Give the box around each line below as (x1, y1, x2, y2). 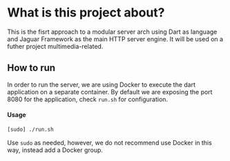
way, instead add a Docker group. (7, 146, 104, 154)
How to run (7, 62, 56, 74)
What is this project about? (7, 5, 165, 21)
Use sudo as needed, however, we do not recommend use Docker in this (7, 138, 212, 147)
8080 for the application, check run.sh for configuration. (7, 95, 168, 103)
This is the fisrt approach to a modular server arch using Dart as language (7, 28, 218, 36)
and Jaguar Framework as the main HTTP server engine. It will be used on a (7, 34, 223, 43)
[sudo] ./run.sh (7, 126, 54, 133)
